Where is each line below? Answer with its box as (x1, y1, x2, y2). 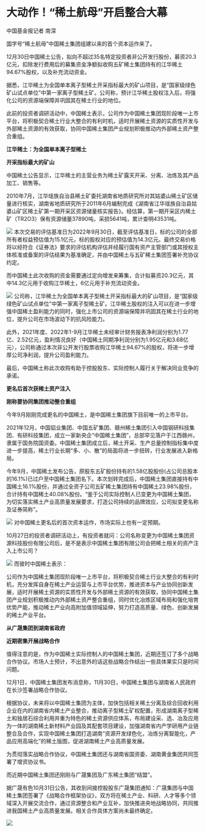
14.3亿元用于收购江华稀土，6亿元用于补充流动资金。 (11, 279, 143, 286)
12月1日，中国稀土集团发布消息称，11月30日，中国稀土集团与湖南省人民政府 (6, 678, 196, 686)
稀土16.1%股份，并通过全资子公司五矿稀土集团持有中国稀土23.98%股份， (11, 483, 195, 490)
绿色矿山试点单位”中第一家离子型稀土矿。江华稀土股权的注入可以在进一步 (6, 300, 191, 307)
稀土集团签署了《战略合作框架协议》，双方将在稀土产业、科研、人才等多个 (6, 792, 191, 799)
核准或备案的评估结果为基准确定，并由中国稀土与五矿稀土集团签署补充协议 (11, 251, 199, 258)
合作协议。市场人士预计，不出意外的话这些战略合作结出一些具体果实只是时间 (6, 658, 199, 665)
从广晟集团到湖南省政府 (6, 624, 65, 631)
